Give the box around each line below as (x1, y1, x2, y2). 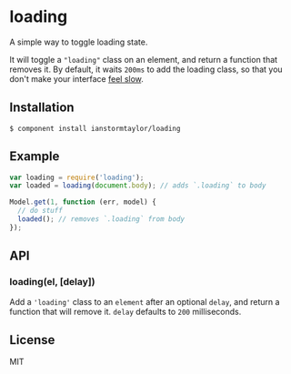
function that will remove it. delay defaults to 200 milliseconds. (9, 306, 242, 317)
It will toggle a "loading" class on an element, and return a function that (9, 54, 278, 65)
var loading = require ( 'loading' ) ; (9, 173, 145, 182)
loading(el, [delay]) (9, 276, 95, 288)
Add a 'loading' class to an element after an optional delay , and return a (9, 296, 280, 307)
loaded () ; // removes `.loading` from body (17, 215, 185, 224)
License (9, 332, 55, 348)
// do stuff (17, 207, 64, 216)
